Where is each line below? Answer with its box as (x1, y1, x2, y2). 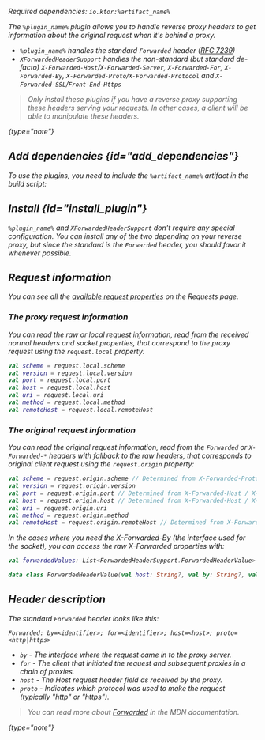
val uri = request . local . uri (8, 391, 104, 399)
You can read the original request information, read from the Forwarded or (8, 443, 248, 452)
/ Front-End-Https (65, 79, 122, 89)
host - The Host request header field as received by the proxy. (19, 675, 223, 685)
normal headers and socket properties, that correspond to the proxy (8, 338, 231, 347)
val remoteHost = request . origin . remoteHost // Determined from (8, 519, 224, 527)
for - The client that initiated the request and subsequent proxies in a (19, 658, 246, 667)
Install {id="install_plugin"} (8, 202, 147, 216)
